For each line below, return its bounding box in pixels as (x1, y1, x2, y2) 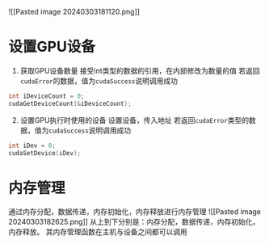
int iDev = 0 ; (8, 141, 57, 149)
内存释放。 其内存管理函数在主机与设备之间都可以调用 (8, 227, 187, 237)
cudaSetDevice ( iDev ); (8, 149, 82, 157)
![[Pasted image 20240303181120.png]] (8, 7, 140, 16)
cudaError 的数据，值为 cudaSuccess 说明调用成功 (19, 76, 178, 86)
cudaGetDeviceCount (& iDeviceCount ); (8, 99, 132, 107)
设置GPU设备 (8, 38, 95, 56)
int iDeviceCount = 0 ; (8, 92, 85, 100)
